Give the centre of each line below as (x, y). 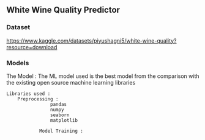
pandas (58, 104)
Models (18, 63)
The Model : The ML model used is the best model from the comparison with (103, 76)
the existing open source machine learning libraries (71, 82)
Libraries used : (28, 94)
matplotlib (64, 120)
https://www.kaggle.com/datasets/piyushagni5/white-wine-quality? (91, 40)
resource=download (32, 47)
